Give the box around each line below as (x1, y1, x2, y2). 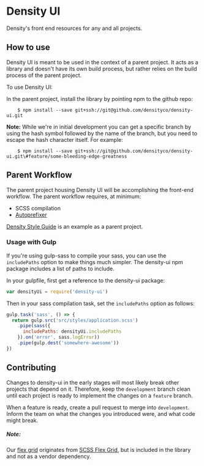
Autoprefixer (15, 211, 47, 218)
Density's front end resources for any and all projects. (6, 24, 143, 32)
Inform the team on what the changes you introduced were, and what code (6, 410, 195, 417)
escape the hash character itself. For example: (6, 136, 124, 143)
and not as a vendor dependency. (6, 453, 91, 460)
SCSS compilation (15, 204, 61, 212)
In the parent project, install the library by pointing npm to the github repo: (6, 95, 193, 102)
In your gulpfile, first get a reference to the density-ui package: (6, 276, 165, 284)
